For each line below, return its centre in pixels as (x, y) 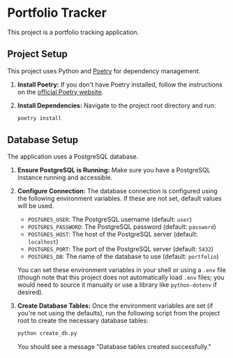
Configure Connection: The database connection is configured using (117, 191)
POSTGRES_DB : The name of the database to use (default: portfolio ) (123, 257)
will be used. (36, 206)
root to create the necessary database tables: (83, 321)
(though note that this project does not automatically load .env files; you (121, 278)
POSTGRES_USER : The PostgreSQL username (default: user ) (110, 219)
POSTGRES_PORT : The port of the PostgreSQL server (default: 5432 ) (121, 249)
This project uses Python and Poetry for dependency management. (104, 70)
